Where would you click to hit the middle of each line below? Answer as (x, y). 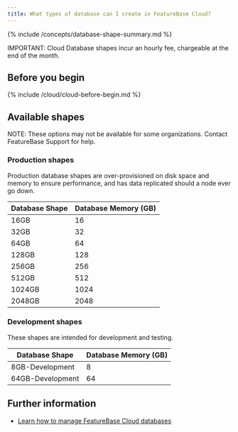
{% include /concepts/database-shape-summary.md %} (90, 34)
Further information (52, 404)
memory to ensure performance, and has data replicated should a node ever (119, 183)
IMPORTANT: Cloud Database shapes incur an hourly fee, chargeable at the (118, 48)
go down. (21, 190)
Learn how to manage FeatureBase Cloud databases (94, 421)
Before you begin (46, 78)
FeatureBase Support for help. (52, 142)
